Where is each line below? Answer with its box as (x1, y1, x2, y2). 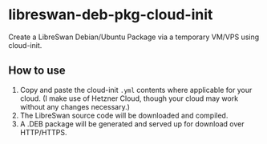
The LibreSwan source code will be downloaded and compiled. (19, 110, 229, 120)
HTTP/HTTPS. (19, 127, 67, 137)
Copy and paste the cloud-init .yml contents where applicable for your (19, 85, 253, 94)
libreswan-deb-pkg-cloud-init (8, 6, 213, 24)
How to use (8, 64, 66, 78)
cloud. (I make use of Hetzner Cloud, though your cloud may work (19, 94, 239, 103)
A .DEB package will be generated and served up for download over (19, 118, 245, 129)
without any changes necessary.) (19, 102, 131, 111)
